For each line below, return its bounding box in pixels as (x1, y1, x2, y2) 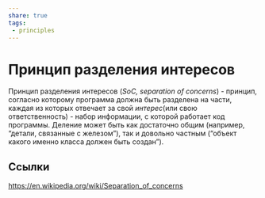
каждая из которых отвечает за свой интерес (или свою (8, 104, 198, 113)
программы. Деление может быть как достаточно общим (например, (8, 120, 245, 130)
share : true (8, 11, 48, 20)
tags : (8, 19, 26, 27)
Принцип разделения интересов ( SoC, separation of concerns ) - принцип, (8, 86, 258, 96)
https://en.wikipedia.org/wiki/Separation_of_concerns (8, 181, 184, 191)
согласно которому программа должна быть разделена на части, (8, 95, 232, 105)
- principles (11, 26, 56, 34)
